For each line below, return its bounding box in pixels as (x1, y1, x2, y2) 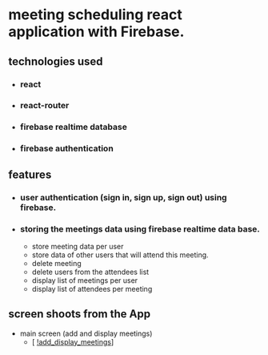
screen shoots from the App (8, 307, 150, 321)
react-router (19, 100, 70, 111)
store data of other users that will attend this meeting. (31, 250, 210, 260)
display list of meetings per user (31, 275, 138, 285)
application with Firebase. (8, 22, 185, 41)
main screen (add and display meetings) (19, 329, 153, 338)
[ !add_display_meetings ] (31, 337, 114, 346)
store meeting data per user (31, 241, 124, 251)
